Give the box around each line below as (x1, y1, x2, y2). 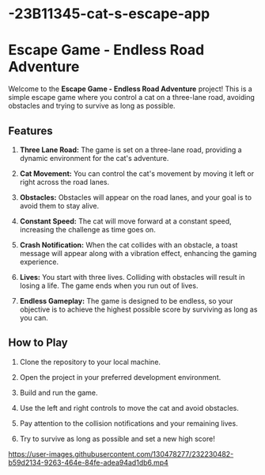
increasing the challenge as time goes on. (19, 224, 156, 234)
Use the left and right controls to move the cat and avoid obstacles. (19, 403, 240, 412)
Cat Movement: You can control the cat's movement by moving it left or (19, 168, 255, 178)
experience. (19, 257, 59, 266)
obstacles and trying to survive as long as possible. (8, 101, 176, 111)
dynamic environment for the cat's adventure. (19, 153, 169, 163)
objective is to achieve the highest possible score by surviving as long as (19, 305, 258, 314)
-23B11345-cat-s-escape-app (8, 5, 210, 23)
